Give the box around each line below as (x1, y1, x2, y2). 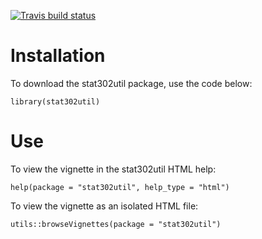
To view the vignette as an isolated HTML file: (10, 200, 199, 212)
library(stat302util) (10, 96, 101, 107)
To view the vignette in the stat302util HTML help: (10, 163, 217, 175)
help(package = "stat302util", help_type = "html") (10, 182, 230, 192)
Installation (10, 45, 106, 67)
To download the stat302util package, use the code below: (10, 77, 253, 89)
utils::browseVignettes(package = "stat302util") (10, 219, 222, 229)
